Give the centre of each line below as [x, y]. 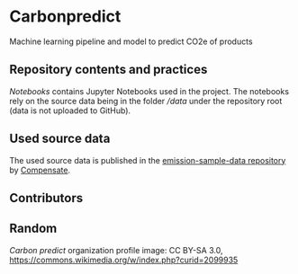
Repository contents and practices [108, 70]
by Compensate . [40, 170]
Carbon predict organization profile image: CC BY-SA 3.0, [116, 250]
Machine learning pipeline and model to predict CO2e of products [131, 41]
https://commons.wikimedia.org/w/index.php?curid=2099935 [124, 260]
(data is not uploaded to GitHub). [70, 110]
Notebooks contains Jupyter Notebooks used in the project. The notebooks [149, 91]
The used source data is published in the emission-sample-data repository [148, 160]
